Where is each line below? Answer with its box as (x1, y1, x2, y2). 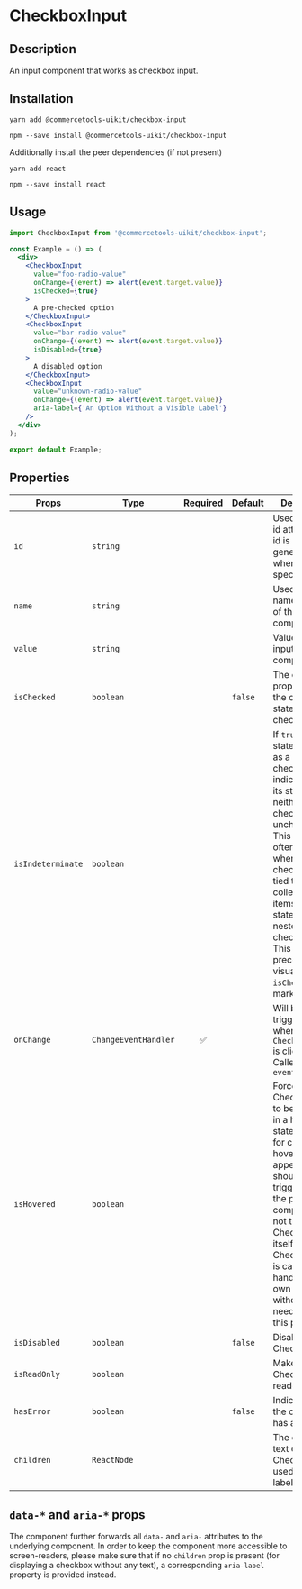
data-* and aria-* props (9, 1507, 146, 1522)
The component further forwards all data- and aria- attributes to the (9, 1531, 263, 1542)
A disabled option (32, 361, 102, 370)
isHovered (13, 1200, 56, 1210)
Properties (9, 470, 70, 485)
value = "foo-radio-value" (32, 269, 127, 279)
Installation (9, 91, 74, 106)
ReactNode (91, 1455, 134, 1466)
